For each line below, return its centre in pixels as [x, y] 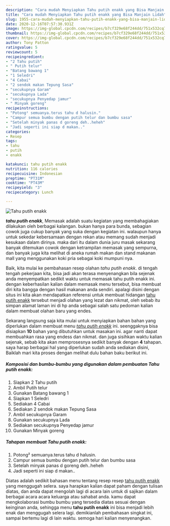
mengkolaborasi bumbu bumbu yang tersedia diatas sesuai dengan [76, 502]
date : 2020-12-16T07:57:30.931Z [40, 24]
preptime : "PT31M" [25, 178]
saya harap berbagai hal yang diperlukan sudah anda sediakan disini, [77, 347]
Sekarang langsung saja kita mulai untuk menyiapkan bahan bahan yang [81, 320]
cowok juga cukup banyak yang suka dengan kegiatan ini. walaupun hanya [83, 231]
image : [13, 29]
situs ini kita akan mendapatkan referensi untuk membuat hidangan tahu [81, 295]
